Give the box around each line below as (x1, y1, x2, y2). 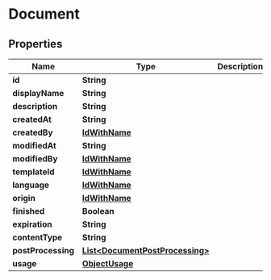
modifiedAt (12, 140, 56, 151)
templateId (12, 166, 55, 178)
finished (12, 206, 45, 216)
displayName (12, 88, 65, 98)
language (12, 179, 50, 190)
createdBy (12, 127, 54, 138)
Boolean (81, 206, 115, 216)
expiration (12, 219, 52, 230)
